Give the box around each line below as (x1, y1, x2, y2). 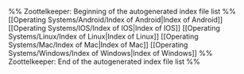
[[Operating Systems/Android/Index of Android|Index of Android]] (8, 15, 223, 24)
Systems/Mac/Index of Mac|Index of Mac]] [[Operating (8, 40, 188, 50)
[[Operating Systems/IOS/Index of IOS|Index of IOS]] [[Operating (8, 24, 220, 32)
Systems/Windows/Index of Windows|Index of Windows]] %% (8, 49, 213, 57)
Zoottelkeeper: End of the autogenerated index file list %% (8, 57, 200, 66)
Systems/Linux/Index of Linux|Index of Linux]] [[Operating (8, 31, 199, 41)
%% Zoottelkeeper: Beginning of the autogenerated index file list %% (8, 7, 237, 16)
